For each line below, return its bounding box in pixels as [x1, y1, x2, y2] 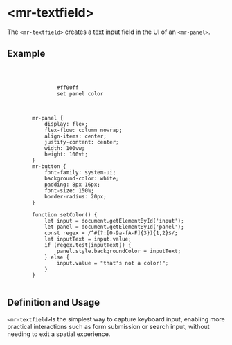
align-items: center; [44, 133, 107, 140]
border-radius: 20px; [44, 193, 107, 200]
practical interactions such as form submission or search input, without [7, 322, 210, 330]
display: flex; [44, 120, 89, 127]
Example [7, 48, 46, 59]
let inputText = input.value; [44, 235, 132, 243]
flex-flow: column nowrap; [44, 127, 123, 133]
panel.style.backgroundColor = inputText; [56, 248, 181, 254]
